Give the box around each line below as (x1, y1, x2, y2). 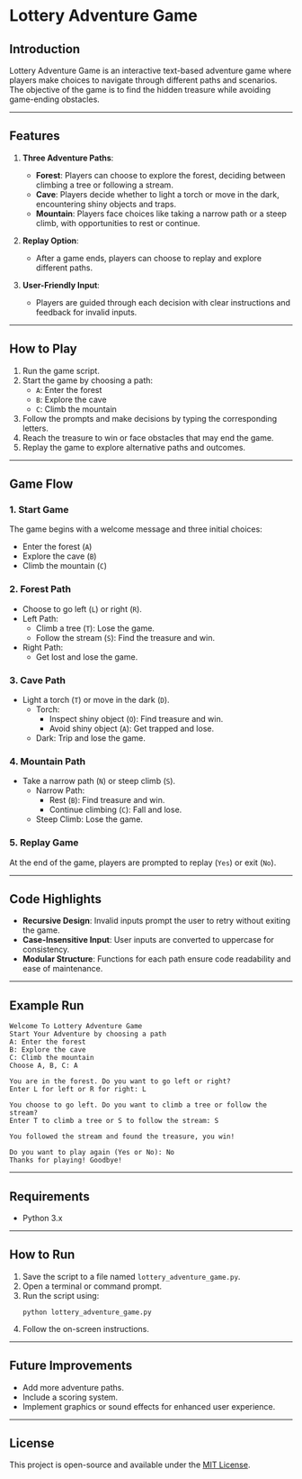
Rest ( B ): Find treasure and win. (49, 795, 165, 806)
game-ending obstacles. (9, 94, 101, 105)
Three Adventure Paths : (22, 152, 114, 163)
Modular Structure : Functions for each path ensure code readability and (22, 954, 291, 964)
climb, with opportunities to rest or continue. (35, 217, 200, 228)
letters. (22, 423, 49, 434)
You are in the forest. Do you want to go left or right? (9, 1077, 231, 1086)
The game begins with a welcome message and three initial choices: (9, 524, 262, 534)
